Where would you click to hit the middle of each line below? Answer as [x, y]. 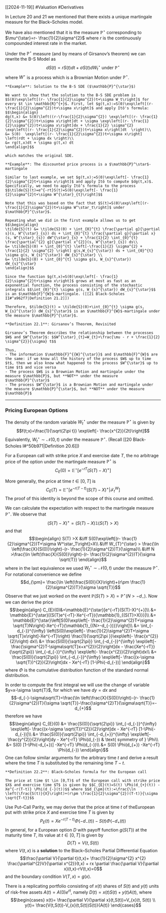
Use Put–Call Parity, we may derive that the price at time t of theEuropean [80, 807]
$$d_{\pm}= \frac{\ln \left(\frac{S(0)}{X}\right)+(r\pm [75, 582]
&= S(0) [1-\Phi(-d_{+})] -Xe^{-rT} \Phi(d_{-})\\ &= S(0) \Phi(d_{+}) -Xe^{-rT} [83, 745]
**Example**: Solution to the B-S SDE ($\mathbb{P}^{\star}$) [70, 87]
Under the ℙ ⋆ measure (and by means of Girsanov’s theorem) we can [75, 53]
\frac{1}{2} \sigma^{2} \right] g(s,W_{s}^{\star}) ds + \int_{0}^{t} [79, 251]
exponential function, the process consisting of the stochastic [74, 285]
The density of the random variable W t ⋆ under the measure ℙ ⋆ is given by [80, 422]
